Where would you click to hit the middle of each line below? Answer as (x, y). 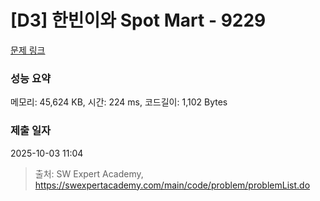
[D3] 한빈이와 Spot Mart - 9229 (138, 20)
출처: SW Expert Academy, (89, 173)
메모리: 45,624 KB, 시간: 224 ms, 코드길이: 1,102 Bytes (119, 102)
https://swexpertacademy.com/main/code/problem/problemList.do (172, 185)
